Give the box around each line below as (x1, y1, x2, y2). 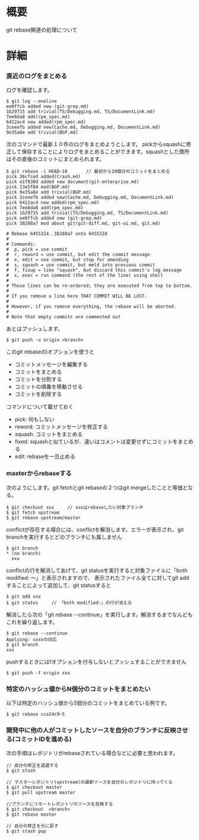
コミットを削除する (14, 390, 62, 398)
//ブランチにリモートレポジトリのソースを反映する (6, 801, 113, 807)
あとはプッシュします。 (6, 325, 64, 333)
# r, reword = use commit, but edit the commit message (6, 252, 150, 258)
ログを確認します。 (6, 87, 53, 94)
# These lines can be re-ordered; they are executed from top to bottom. (6, 283, 193, 289)
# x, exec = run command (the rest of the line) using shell (6, 273, 163, 279)
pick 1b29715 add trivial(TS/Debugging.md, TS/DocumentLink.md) (6, 210, 169, 216)
